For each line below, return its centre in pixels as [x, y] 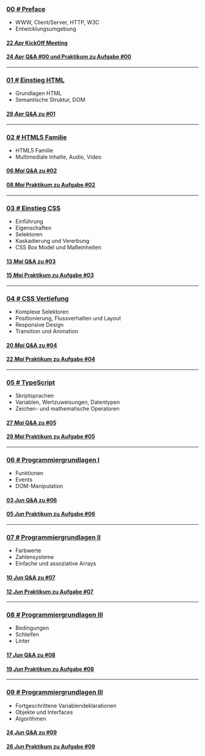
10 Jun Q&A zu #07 [31, 577]
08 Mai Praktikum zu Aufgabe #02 [51, 185]
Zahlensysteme [34, 557]
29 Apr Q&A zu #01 [31, 113]
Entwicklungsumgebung [45, 29]
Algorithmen [31, 718]
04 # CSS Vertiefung [38, 298]
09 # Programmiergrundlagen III [55, 693]
